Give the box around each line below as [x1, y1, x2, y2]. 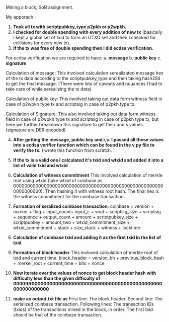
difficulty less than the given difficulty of [13, 275, 101, 281]
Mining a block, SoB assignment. [6, 5, 73, 10]
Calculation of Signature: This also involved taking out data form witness [6, 111, 156, 117]
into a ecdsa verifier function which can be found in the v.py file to [13, 142, 155, 148]
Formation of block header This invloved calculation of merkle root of [13, 250, 158, 256]
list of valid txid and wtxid [13, 163, 68, 168]
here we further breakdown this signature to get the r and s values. [6, 122, 144, 127]
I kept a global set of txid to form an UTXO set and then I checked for [13, 35, 156, 40]
